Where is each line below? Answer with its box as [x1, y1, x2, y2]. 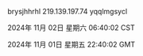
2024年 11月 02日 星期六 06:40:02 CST [7, 23, 136, 32]
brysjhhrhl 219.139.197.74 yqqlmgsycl [7, 7, 128, 16]
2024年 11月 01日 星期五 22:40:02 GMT [7, 39, 136, 49]
